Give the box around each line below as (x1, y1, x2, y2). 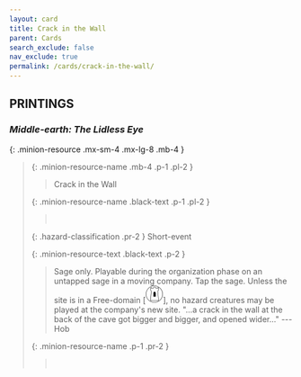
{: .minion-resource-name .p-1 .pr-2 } (31, 340, 169, 351)
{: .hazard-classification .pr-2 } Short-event (31, 230, 192, 242)
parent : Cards (9, 33, 63, 42)
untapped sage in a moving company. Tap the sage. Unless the (53, 275, 288, 286)
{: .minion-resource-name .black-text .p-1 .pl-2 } (31, 196, 210, 207)
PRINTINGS (9, 96, 75, 112)
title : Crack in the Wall (9, 23, 106, 33)
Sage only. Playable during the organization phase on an (53, 265, 263, 276)
